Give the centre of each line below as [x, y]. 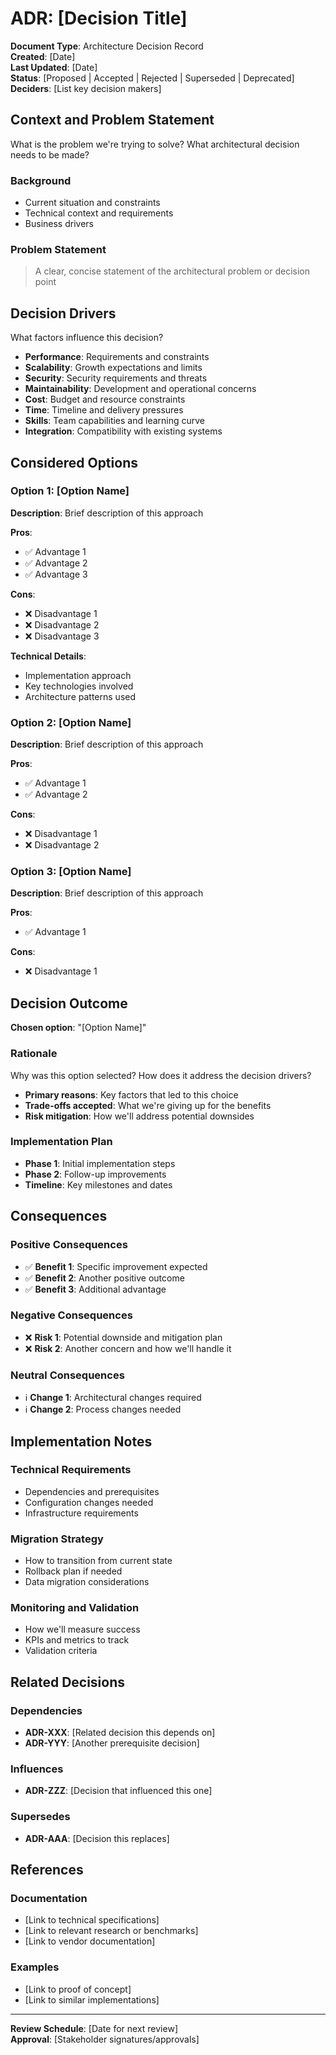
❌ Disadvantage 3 [62, 636]
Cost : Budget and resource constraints [105, 399]
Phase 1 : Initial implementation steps [100, 1163]
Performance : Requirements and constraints [117, 357]
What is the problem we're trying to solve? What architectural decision [155, 144]
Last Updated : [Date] [54, 67]
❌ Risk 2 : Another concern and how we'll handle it [128, 1348]
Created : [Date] [43, 56]
